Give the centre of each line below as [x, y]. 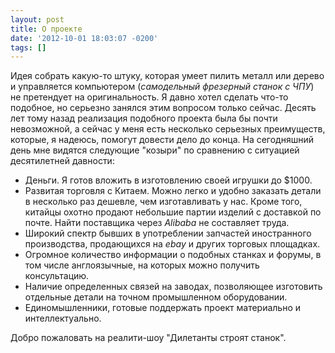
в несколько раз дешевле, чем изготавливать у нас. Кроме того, [163, 202]
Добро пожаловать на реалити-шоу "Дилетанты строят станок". [148, 338]
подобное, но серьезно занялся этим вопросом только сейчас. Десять [163, 108]
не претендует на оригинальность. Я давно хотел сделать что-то [149, 97]
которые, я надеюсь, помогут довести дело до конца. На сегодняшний [162, 140]
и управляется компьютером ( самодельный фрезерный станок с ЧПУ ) [162, 87]
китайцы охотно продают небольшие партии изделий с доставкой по [173, 212]
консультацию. [57, 276]
